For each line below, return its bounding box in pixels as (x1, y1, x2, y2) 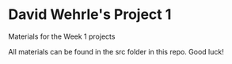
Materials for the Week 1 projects (8, 32, 116, 41)
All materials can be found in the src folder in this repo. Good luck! (8, 47, 224, 56)
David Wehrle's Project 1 (8, 6, 172, 24)
